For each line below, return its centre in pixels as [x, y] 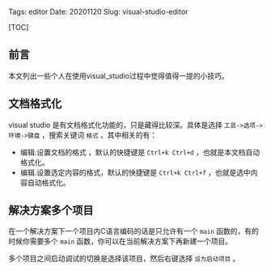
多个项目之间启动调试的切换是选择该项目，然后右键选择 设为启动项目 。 [124, 259]
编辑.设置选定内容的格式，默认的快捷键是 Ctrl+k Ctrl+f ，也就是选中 [135, 172]
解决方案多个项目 [51, 211]
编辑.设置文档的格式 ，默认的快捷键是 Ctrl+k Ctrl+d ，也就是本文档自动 [140, 152]
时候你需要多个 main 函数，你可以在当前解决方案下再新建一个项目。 [121, 241]
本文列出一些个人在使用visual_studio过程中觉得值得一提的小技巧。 [119, 75]
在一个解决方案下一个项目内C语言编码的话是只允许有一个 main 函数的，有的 [133, 231]
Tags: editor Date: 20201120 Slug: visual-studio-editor [98, 12]
